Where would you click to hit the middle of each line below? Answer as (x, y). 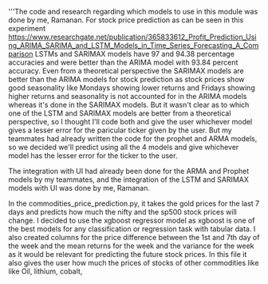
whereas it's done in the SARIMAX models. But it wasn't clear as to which (129, 105)
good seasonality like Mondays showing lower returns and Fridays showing (132, 88)
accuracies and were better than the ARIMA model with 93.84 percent (123, 62)
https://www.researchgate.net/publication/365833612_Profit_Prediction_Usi (132, 37)
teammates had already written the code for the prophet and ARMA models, (133, 138)
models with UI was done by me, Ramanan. (79, 188)
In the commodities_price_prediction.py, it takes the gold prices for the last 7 (134, 203)
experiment (27, 28)
